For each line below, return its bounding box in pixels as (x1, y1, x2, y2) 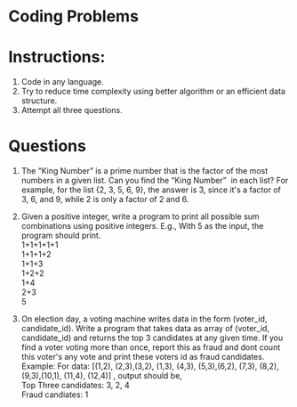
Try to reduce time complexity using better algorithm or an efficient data (20, 86, 286, 97)
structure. (20, 95, 58, 106)
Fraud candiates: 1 (20, 389, 89, 400)
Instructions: (8, 47, 106, 68)
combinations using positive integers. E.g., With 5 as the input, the (20, 221, 264, 232)
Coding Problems (8, 6, 140, 27)
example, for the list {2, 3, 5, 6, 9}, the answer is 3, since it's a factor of (20, 184, 281, 195)
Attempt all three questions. (20, 105, 123, 116)
